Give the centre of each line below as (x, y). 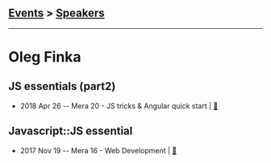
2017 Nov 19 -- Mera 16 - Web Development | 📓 (98, 150)
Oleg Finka (45, 57)
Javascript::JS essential (71, 131)
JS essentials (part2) (62, 86)
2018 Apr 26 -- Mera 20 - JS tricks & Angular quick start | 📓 (119, 106)
